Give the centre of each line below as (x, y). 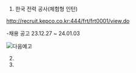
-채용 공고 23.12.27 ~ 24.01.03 (43, 33)
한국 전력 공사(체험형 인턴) (46, 9)
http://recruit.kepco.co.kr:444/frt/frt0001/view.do (68, 21)
